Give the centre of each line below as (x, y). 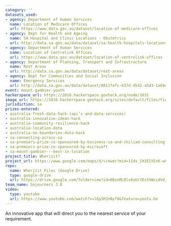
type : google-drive (31, 175)
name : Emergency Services (37, 81)
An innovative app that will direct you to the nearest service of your (76, 213)
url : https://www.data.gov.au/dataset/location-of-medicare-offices (84, 29)
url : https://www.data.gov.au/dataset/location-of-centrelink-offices (86, 57)
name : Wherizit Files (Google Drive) (50, 171)
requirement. (19, 218)
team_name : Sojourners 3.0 (34, 185)
